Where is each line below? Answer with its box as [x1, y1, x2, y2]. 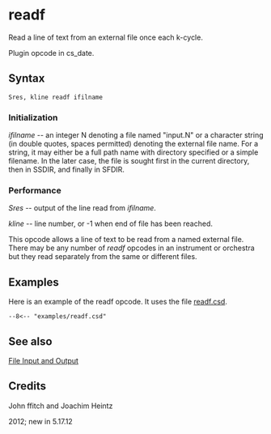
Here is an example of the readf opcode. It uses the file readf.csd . [8, 297, 228, 307]
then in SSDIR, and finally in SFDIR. [8, 164, 125, 175]
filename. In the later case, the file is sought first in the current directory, [8, 156, 250, 166]
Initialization [8, 112, 58, 123]
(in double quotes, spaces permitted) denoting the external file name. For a [8, 139, 259, 149]
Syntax [8, 71, 45, 86]
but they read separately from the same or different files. [8, 252, 197, 262]
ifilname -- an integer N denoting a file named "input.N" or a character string [8, 130, 264, 140]
